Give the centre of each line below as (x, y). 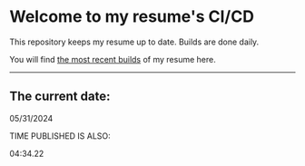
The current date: (60, 97)
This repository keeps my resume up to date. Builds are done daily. (134, 42)
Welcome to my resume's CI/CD (132, 17)
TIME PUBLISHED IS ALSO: (60, 136)
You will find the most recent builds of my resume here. (113, 59)
